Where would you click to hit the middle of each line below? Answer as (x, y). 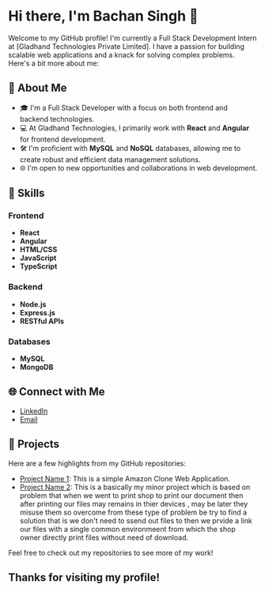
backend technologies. (57, 119)
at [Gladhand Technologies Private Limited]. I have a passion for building (127, 46)
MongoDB (36, 368)
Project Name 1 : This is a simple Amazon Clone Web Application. (125, 478)
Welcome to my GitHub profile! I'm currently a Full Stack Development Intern (132, 38)
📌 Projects (34, 445)
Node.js (33, 304)
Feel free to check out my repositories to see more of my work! (111, 552)
